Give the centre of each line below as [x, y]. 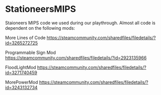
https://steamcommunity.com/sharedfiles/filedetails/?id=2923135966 [76, 57]
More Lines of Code [26, 38]
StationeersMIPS [41, 9]
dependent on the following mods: [40, 28]
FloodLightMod [21, 67]
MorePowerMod [22, 82]
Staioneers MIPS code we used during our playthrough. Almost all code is [80, 23]
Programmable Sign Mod [30, 52]
